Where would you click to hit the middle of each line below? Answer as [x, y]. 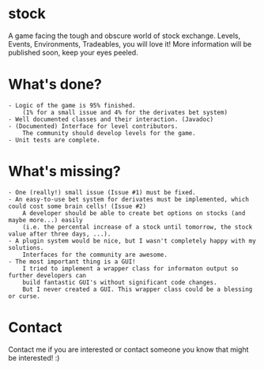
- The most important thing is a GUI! [72, 262]
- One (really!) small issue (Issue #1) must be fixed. [102, 192]
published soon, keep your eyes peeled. [73, 52]
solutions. [26, 247]
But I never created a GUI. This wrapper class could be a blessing [138, 289]
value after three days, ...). [60, 234]
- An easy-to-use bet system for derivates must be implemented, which [128, 199]
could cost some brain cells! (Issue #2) [77, 206]
